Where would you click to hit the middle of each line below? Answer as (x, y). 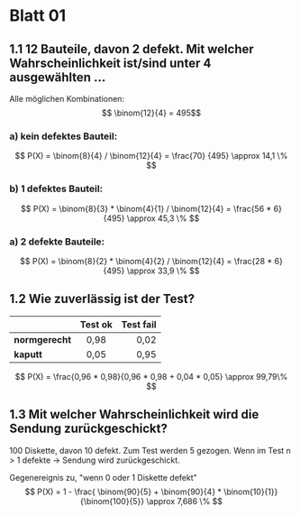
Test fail (139, 324)
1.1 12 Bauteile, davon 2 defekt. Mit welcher (132, 49)
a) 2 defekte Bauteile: (57, 242)
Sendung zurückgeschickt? (89, 429)
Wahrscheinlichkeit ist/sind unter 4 (110, 63)
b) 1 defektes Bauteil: (56, 189)
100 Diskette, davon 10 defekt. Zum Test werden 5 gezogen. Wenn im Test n (150, 450)
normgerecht (43, 339)
